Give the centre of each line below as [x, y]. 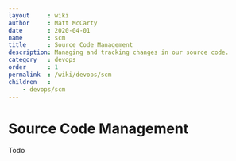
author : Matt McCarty [53, 23]
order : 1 [33, 67]
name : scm [37, 38]
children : [30, 82]
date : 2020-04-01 [49, 30]
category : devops [43, 60]
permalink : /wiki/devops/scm [60, 75]
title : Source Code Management [71, 45]
